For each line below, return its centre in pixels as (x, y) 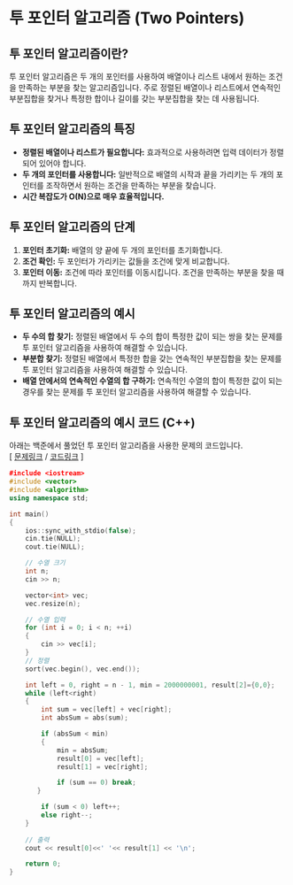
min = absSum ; (82, 750)
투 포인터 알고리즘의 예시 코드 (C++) (102, 423)
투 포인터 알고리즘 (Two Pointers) (127, 18)
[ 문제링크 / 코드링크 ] (46, 457)
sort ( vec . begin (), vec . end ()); (83, 669)
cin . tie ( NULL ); (53, 539)
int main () (29, 514)
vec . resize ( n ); (53, 604)
